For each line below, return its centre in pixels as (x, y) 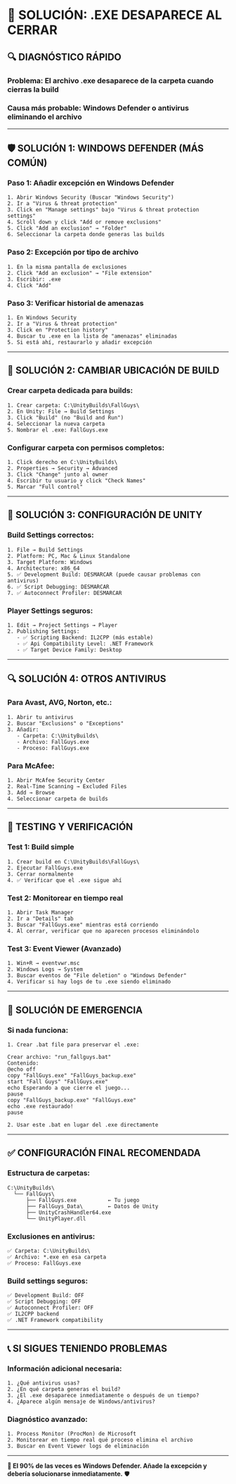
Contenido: (23, 1063)
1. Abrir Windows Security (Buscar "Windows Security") (91, 197)
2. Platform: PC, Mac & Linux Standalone (69, 556)
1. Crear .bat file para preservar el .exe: (73, 1045)
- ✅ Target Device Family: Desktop (69, 650)
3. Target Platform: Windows (50, 562)
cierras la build (33, 90)
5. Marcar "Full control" (45, 487)
